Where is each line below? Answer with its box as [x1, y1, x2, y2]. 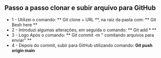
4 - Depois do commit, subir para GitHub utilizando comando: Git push [11, 42, 153, 48]
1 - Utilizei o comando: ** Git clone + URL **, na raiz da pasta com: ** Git [11, 16, 157, 22]
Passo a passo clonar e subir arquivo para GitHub [4, 4, 156, 12]
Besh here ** [11, 22, 38, 28]
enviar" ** [11, 37, 32, 43]
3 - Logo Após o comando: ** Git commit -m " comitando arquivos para [11, 32, 154, 38]
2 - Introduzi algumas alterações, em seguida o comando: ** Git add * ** [11, 27, 157, 33]
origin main [11, 47, 35, 53]
